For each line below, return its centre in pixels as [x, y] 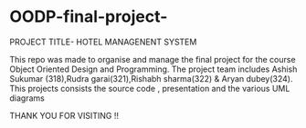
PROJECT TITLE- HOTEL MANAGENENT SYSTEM [103, 42]
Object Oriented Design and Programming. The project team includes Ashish [153, 69]
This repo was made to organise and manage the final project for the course [153, 59]
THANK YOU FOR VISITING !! [64, 115]
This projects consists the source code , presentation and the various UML [150, 88]
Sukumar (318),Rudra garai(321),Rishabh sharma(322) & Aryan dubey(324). [151, 78]
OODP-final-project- [89, 17]
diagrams [27, 98]
